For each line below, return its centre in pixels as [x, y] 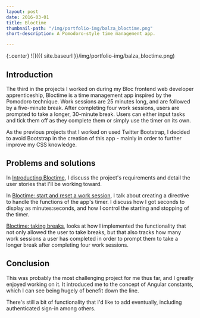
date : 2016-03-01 [28, 17]
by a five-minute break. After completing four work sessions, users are [93, 108]
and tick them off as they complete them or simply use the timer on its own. [99, 120]
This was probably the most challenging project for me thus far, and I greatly [100, 278]
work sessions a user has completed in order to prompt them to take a [92, 238]
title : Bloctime [26, 23]
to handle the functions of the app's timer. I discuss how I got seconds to [96, 201]
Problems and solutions [51, 163]
